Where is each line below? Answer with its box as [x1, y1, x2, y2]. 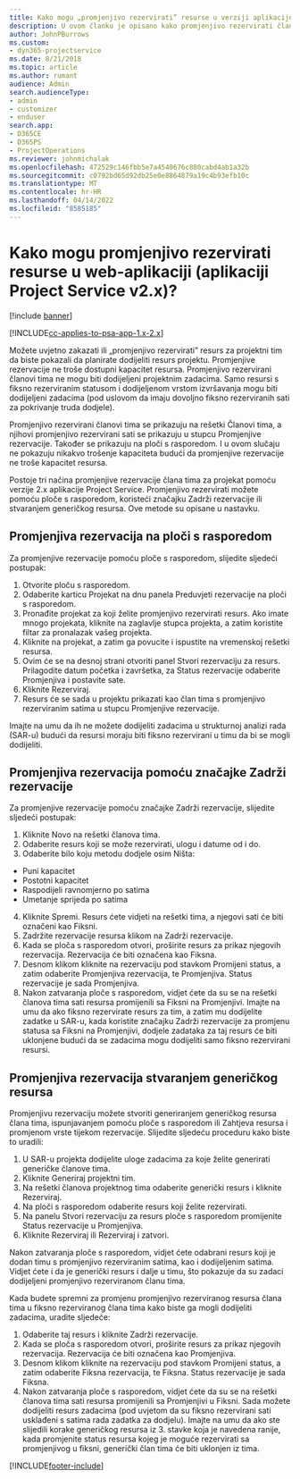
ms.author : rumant [9, 71, 78, 80]
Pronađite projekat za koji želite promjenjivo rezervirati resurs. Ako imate [21, 608, 289, 618]
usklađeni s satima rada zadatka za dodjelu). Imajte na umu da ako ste [21, 1415, 280, 1425]
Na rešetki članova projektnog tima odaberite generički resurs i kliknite [21, 1182, 282, 1193]
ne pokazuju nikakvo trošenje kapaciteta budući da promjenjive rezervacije [9, 448, 284, 458]
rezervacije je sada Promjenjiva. [21, 978, 140, 988]
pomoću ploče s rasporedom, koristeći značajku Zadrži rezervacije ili [9, 493, 262, 504]
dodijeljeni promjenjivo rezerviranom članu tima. [9, 1275, 186, 1287]
